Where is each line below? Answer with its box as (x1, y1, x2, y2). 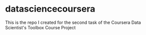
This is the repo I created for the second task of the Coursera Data (5, 19, 142, 25)
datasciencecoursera (5, 3, 95, 15)
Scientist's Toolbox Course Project (5, 24, 76, 30)
